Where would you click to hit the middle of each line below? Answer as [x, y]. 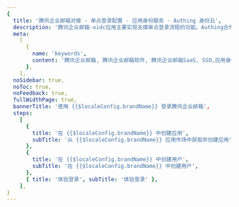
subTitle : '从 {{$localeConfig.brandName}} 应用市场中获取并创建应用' [132, 139]
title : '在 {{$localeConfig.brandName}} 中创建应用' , [111, 133]
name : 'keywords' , [60, 54]
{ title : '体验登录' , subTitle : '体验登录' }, [92, 179]
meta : [21, 34]
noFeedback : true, [41, 93]
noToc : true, [32, 87]
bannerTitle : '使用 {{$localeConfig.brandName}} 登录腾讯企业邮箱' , [112, 107]
